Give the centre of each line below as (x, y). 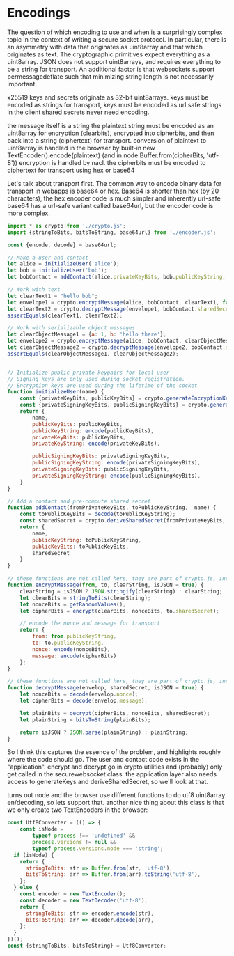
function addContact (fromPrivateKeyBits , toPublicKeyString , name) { (112, 508)
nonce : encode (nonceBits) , (71, 649)
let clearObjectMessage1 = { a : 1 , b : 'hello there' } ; (87, 335)
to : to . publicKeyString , (68, 643)
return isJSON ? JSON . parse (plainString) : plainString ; (104, 732)
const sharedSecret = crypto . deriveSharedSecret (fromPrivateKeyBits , (123, 521)
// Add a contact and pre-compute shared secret (79, 501)
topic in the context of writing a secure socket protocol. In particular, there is (117, 39)
